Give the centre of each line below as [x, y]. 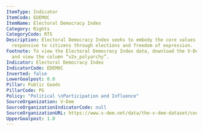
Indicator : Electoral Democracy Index [55, 62]
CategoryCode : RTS [29, 34]
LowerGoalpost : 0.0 [31, 79]
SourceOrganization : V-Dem [40, 101]
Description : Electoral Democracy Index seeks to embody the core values [101, 40]
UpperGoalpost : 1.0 [31, 118]
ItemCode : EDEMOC [28, 18]
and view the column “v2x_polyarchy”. [61, 57]
